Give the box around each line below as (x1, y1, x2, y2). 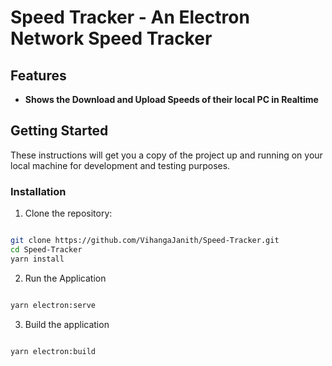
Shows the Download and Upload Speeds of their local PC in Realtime (24, 94, 319, 105)
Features (10, 67, 67, 84)
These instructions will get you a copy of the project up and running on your (10, 149, 323, 161)
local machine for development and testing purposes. (10, 159, 231, 171)
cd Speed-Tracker (10, 244, 83, 255)
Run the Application (24, 272, 107, 284)
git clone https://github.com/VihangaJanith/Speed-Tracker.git (10, 236, 280, 246)
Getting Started (10, 122, 109, 140)
